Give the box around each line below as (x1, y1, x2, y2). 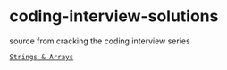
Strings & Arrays (9, 52, 74, 61)
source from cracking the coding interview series (9, 35, 190, 46)
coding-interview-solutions (9, 6, 219, 27)
